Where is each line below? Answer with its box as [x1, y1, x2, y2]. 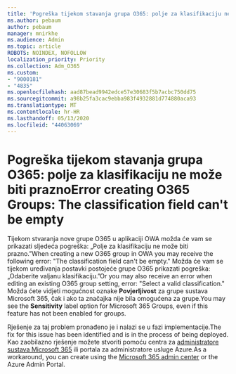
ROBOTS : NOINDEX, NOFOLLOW [7, 50, 86, 57]
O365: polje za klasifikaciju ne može [7, 167, 223, 183]
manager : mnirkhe [7, 30, 58, 37]
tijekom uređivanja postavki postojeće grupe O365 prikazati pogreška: [7, 264, 211, 273]
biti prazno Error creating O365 [7, 181, 190, 198]
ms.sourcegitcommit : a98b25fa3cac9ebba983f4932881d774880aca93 [7, 96, 197, 103]
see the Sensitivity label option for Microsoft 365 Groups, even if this [7, 302, 209, 310]
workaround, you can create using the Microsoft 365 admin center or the [7, 353, 218, 361]
